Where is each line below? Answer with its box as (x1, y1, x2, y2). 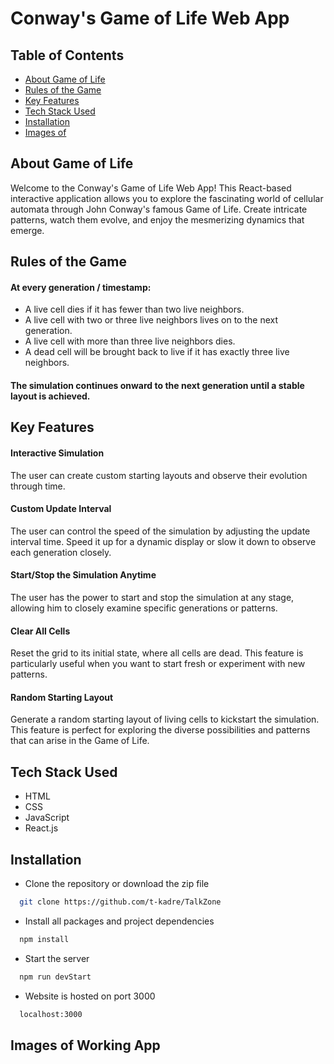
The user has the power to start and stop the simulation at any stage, (10, 592, 295, 603)
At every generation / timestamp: (10, 281, 152, 293)
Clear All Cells (10, 625, 71, 637)
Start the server (24, 952, 90, 964)
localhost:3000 (19, 1009, 83, 1019)
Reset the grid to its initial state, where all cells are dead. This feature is (10, 647, 304, 659)
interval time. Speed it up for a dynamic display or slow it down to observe (10, 535, 317, 547)
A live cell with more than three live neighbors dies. (24, 335, 236, 347)
